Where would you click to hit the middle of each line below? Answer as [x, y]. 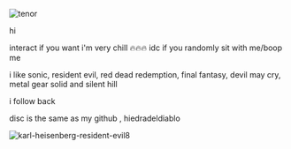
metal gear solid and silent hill [63, 84]
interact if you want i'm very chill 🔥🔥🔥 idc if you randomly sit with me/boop [146, 48]
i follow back [32, 101]
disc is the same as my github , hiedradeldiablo [95, 118]
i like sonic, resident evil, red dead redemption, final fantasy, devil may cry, [145, 74]
